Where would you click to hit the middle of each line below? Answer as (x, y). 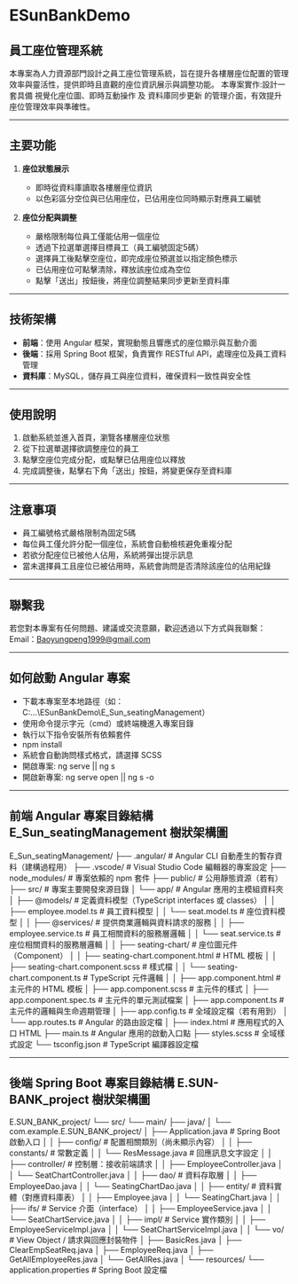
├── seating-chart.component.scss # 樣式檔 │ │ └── (107, 967)
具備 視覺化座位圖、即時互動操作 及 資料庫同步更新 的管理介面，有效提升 (149, 95)
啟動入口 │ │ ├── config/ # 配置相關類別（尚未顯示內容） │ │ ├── (131, 1141)
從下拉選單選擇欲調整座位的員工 (80, 449)
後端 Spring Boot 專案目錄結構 (92, 1083)
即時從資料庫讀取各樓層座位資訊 (94, 187)
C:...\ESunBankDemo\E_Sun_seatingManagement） (116, 712)
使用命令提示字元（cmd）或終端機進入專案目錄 (108, 723)
